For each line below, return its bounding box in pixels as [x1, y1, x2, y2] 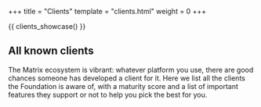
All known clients [8, 45, 94, 58]
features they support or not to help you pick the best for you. [8, 90, 208, 99]
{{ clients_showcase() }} [8, 22, 86, 30]
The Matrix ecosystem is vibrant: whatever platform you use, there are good [8, 65, 254, 74]
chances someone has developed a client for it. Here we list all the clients [8, 73, 245, 83]
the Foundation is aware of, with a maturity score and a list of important [8, 81, 239, 91]
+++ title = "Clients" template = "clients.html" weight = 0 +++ [8, 7, 206, 16]
